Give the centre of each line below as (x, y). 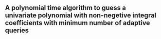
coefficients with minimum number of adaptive (78, 23)
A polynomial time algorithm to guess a (66, 8)
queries (17, 31)
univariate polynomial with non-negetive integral (81, 16)
